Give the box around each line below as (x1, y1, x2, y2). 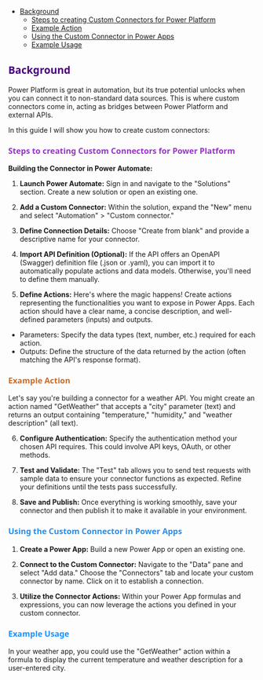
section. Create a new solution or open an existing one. (19, 188, 199, 197)
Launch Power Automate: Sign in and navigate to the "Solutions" (19, 179, 231, 188)
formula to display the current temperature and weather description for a (8, 655, 243, 664)
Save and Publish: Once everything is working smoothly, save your (19, 498, 238, 507)
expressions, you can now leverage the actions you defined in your (19, 600, 237, 609)
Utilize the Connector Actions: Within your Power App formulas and (19, 591, 242, 601)
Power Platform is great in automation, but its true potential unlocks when (8, 85, 246, 94)
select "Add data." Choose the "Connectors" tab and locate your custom (19, 568, 254, 577)
